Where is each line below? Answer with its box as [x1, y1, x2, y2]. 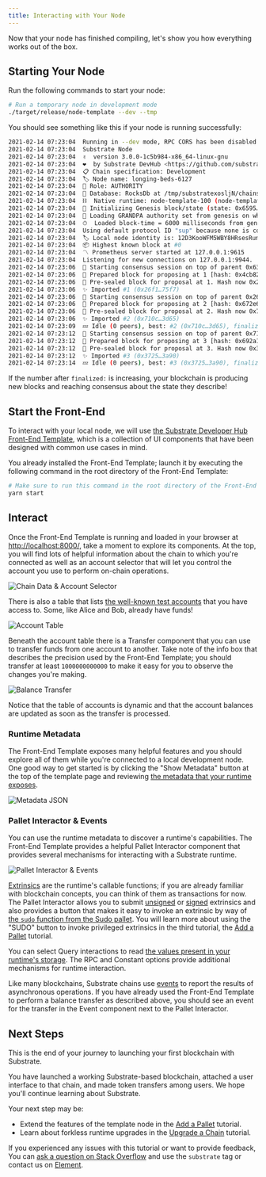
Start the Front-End [8, 405, 105, 418]
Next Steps [8, 1027, 64, 1041]
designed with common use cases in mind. [8, 443, 148, 453]
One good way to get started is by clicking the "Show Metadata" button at [8, 762, 249, 773]
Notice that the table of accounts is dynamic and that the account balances [8, 700, 253, 709]
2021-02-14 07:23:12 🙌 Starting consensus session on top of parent [8, 330, 243, 338]
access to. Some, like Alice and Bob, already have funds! [8, 605, 194, 614]
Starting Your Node [8, 65, 105, 78]
